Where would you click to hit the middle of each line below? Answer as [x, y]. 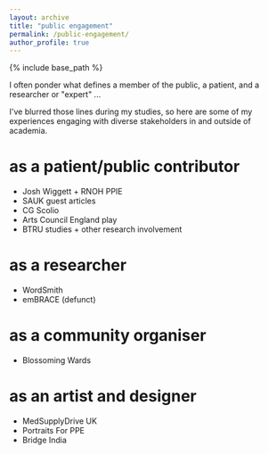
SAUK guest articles [59, 201]
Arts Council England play [69, 220]
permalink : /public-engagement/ [69, 34]
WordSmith [43, 290]
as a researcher [68, 265]
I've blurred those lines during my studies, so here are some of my [131, 111]
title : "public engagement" [61, 26]
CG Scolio [41, 210]
